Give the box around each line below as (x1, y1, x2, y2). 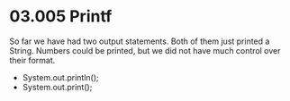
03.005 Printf (9, 6, 113, 27)
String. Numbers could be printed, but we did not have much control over (9, 45, 281, 55)
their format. (9, 55, 56, 65)
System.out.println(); (22, 72, 99, 82)
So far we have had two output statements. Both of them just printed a (9, 36, 270, 46)
